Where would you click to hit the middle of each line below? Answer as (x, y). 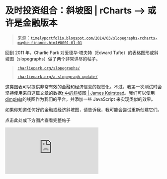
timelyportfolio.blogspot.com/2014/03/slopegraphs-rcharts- (94, 38)
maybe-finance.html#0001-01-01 (50, 43)
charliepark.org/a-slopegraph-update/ (57, 77)
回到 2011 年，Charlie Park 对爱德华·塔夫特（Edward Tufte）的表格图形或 (80, 53)
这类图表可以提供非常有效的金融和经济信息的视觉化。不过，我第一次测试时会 (83, 87)
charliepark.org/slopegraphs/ (49, 68)
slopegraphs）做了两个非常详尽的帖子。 (59, 59)
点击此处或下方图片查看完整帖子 (38, 120)
